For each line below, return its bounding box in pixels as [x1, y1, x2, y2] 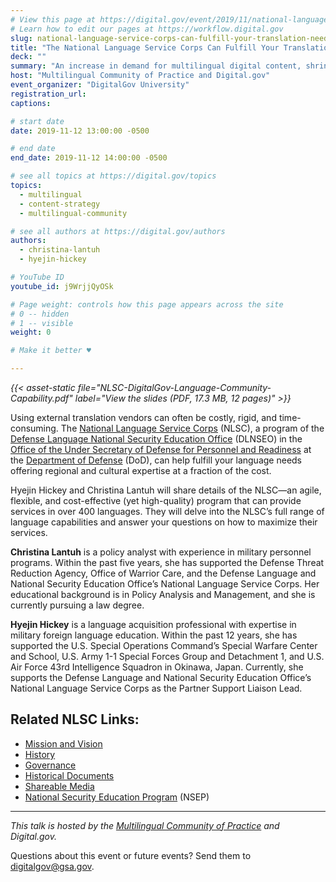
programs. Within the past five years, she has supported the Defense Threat [10, 557, 325, 568]
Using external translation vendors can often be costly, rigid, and [10, 412, 277, 423]
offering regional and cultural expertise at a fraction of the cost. [10, 465, 272, 476]
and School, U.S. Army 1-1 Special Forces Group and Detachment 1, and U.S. [10, 651, 325, 662]
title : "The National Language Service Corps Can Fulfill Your [10, 42, 280, 53]
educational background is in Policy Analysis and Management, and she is [10, 589, 316, 600]
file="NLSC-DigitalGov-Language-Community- [77, 382, 272, 393]
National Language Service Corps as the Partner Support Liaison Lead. [10, 682, 303, 694]
